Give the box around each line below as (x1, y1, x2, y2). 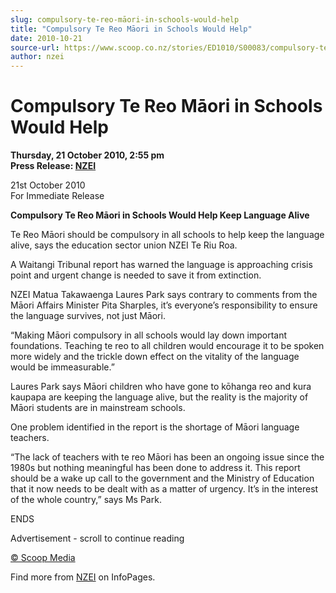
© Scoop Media (10, 552, 76, 564)
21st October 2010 (10, 179, 86, 191)
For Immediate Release (10, 190, 105, 202)
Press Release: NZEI (10, 160, 97, 172)
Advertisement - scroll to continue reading (10, 532, 185, 545)
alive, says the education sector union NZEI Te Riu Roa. (10, 239, 238, 251)
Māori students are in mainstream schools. (10, 402, 186, 414)
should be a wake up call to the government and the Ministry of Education (10, 472, 315, 485)
